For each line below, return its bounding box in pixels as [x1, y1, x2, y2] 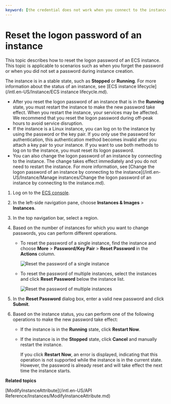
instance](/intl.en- [123, 169, 161, 175]
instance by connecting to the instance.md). [12, 179, 105, 186]
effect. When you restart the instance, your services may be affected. [12, 109, 159, 115]
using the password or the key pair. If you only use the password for [12, 131, 156, 137]
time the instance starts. [20, 367, 71, 373]
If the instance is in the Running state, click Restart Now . [20, 326, 141, 332]
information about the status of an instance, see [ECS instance [5, 83, 136, 89]
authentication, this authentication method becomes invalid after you [12, 136, 157, 143]
